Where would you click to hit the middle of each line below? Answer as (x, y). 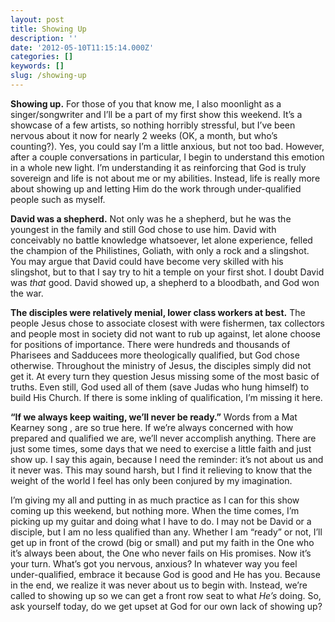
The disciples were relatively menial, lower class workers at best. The (158, 312)
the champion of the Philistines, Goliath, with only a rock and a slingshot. (160, 250)
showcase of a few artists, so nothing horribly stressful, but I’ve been (153, 125)
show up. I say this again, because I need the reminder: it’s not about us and (167, 459)
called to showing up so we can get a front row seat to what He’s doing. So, (166, 595)
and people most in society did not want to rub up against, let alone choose (165, 333)
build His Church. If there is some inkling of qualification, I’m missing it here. (166, 397)
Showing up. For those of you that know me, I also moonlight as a (146, 103)
